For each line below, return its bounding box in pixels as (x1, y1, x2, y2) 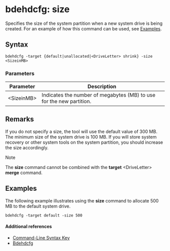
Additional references (5, 224, 52, 230)
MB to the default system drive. (5, 203, 71, 209)
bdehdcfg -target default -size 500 (5, 213, 82, 218)
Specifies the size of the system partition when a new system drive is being (5, 20, 163, 26)
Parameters (5, 70, 34, 77)
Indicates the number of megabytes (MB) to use (41, 92, 156, 99)
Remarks (5, 115, 34, 123)
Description (88, 83, 116, 90)
